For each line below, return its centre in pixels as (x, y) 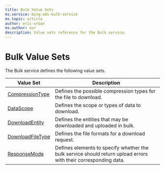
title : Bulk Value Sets (29, 10)
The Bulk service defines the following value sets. (55, 70)
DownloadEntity (26, 122)
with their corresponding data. (90, 160)
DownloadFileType (29, 136)
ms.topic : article (24, 19)
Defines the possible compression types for (105, 91)
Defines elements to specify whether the (102, 147)
